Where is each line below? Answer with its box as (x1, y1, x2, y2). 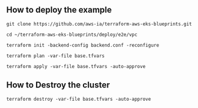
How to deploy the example (6, 5, 112, 15)
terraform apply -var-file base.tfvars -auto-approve (6, 63, 146, 69)
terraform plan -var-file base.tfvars (6, 53, 105, 59)
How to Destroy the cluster (6, 80, 110, 90)
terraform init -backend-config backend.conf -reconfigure (6, 42, 160, 48)
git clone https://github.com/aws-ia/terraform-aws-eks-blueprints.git (6, 21, 192, 27)
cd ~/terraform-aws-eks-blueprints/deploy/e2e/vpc (6, 32, 138, 38)
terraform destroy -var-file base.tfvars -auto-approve (6, 96, 151, 102)
